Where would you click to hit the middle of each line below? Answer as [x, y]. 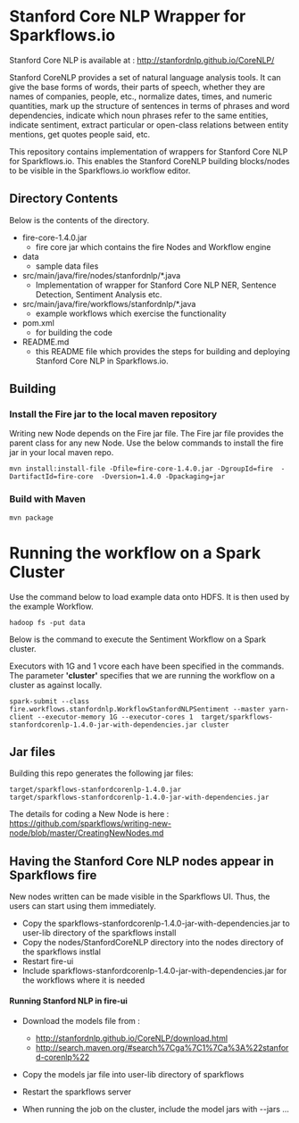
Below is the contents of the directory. [79, 220]
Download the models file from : [81, 1020]
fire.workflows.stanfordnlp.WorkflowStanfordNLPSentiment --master [137, 709]
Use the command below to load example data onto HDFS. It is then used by [149, 596]
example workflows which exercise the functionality [131, 313]
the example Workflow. [51, 606]
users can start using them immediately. [83, 906]
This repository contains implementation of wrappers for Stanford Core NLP [149, 151]
